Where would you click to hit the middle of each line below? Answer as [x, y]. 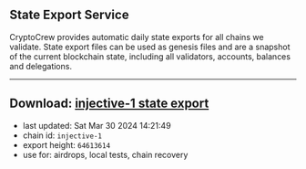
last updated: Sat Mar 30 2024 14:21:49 [97, 125]
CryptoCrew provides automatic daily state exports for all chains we [137, 37]
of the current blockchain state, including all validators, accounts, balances [150, 56]
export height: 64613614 [66, 144]
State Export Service [69, 15]
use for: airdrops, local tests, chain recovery [105, 154]
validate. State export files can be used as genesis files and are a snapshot [150, 47]
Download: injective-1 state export [109, 104]
